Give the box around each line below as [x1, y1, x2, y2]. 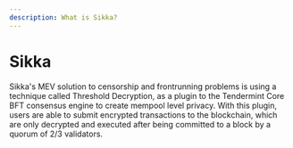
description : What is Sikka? [9, 12, 118, 22]
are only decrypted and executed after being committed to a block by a [9, 119, 271, 129]
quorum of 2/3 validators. [9, 128, 104, 139]
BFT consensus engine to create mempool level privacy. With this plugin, [9, 100, 277, 111]
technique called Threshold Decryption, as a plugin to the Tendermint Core [9, 90, 285, 101]
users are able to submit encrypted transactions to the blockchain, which [9, 109, 278, 120]
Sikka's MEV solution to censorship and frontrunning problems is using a [9, 81, 277, 92]
